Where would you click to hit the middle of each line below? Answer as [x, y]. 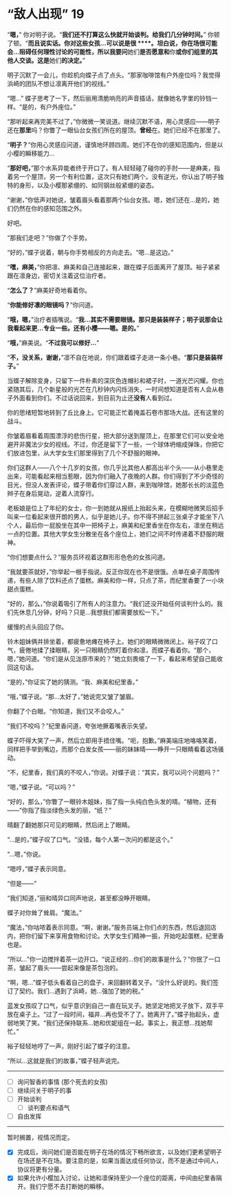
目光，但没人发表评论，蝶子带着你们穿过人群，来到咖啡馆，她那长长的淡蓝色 [115, 485]
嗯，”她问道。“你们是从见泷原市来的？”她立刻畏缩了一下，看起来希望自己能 [112, 658]
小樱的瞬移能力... [31, 153]
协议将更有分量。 [41, 1169]
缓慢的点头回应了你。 [37, 627]
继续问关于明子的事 [44, 1090]
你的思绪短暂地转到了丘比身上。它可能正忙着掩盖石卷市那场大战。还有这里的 [115, 412]
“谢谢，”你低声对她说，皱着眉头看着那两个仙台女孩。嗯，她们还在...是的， [110, 200]
